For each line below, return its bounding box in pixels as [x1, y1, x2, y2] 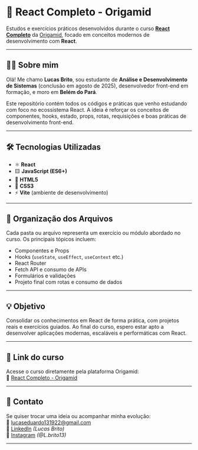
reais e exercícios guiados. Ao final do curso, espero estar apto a [6, 323, 164, 331]
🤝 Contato [6, 397, 44, 407]
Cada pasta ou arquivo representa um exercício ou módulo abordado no [6, 229, 181, 237]
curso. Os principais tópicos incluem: [6, 236, 96, 243]
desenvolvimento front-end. [6, 118, 74, 126]
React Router [14, 260, 47, 267]
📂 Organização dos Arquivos [6, 213, 113, 224]
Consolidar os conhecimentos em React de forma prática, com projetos [6, 317, 180, 324]
